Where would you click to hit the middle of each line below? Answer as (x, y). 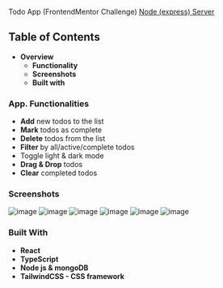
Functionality (55, 65)
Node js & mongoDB (54, 268)
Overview (37, 57)
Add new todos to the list (62, 122)
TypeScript (39, 259)
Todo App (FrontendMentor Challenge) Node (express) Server (111, 12)
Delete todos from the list (63, 139)
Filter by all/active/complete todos (77, 147)
